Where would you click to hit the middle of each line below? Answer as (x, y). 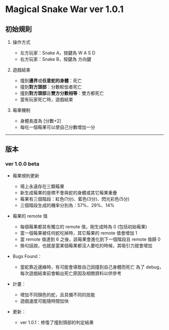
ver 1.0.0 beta (22, 164)
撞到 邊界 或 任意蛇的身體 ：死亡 (51, 81)
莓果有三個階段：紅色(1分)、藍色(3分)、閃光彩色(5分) (75, 199)
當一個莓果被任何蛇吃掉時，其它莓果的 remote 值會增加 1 (78, 233)
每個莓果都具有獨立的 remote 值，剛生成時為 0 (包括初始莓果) (83, 226)
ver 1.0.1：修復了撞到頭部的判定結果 (57, 322)
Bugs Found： (27, 256)
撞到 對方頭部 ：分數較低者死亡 (51, 87)
